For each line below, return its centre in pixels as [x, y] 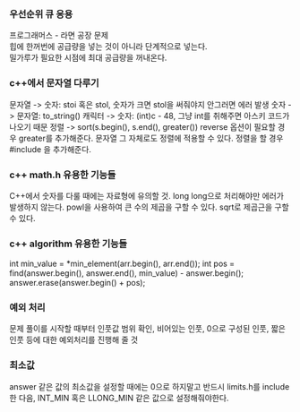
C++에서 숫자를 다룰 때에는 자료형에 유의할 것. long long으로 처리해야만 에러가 [147, 195]
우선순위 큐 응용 [41, 13]
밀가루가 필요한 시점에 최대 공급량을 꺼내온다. [88, 58]
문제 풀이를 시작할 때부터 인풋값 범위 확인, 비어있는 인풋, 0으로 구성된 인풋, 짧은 [148, 329]
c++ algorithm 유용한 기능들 [69, 244]
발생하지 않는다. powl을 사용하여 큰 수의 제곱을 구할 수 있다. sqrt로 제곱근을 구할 [149, 207]
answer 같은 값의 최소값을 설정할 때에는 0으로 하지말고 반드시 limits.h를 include [150, 386]
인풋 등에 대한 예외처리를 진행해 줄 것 [74, 340]
